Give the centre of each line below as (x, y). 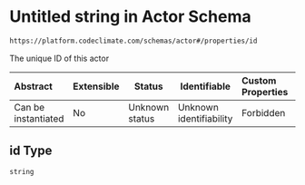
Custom (259, 81)
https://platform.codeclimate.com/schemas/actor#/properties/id (133, 41)
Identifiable (206, 86)
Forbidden (264, 112)
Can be (30, 107)
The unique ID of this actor (59, 58)
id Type (31, 151)
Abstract (33, 86)
